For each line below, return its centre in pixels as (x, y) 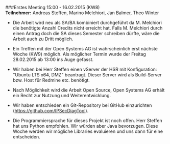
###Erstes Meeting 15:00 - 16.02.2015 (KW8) (53, 7)
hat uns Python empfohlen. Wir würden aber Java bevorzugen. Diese (85, 126)
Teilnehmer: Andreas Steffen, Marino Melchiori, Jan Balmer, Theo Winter (82, 13)
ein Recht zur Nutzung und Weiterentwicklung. (62, 95)
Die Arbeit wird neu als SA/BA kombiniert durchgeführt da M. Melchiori (87, 23)
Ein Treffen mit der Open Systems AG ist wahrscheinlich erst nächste (85, 49)
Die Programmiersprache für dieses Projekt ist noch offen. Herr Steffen (87, 121)
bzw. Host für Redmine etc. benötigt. (51, 80)
